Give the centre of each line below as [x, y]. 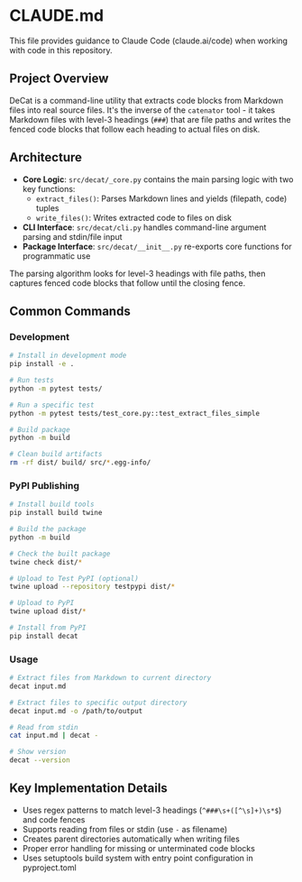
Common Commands [70, 311]
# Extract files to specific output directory [98, 703]
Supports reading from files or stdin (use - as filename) [125, 829]
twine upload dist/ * [48, 611]
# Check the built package [60, 554]
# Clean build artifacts [56, 455]
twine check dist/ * [46, 562]
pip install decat [44, 636]
